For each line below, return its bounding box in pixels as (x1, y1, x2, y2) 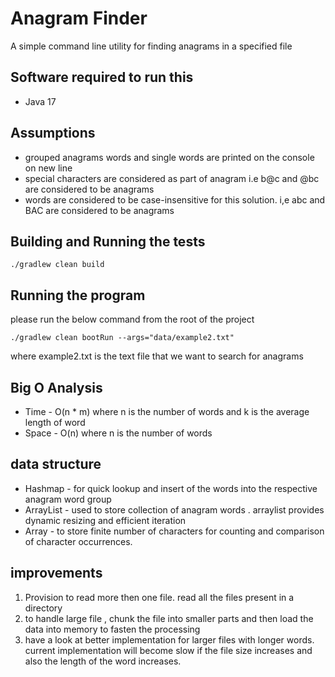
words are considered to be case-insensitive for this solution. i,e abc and (24, 193, 326, 206)
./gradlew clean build (10, 260, 105, 270)
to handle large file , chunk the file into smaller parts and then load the (24, 612, 314, 624)
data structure (10, 456, 102, 473)
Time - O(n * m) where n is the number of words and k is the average (24, 406, 310, 417)
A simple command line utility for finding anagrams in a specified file (10, 40, 293, 52)
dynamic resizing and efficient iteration (24, 514, 187, 526)
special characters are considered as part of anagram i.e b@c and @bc (24, 172, 320, 184)
